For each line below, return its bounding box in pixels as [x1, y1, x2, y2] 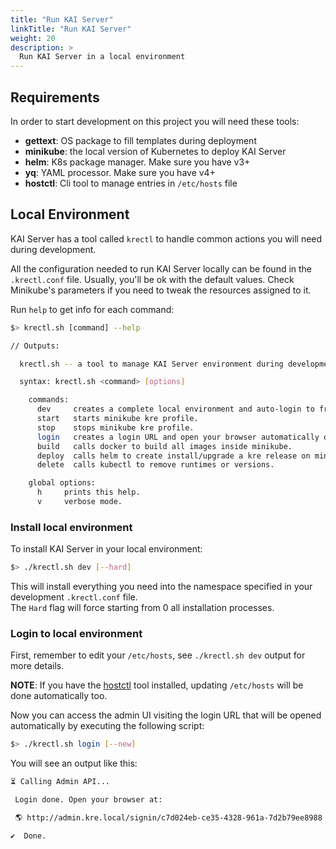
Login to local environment [10, 626, 143, 640]
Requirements [10, 89, 100, 106]
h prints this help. [36, 487, 141, 498]
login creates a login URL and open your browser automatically [36, 432, 320, 442]
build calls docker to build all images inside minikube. [36, 441, 293, 451]
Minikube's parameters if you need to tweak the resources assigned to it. [10, 284, 312, 296]
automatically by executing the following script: [10, 720, 205, 732]
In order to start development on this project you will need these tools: [10, 115, 300, 127]
